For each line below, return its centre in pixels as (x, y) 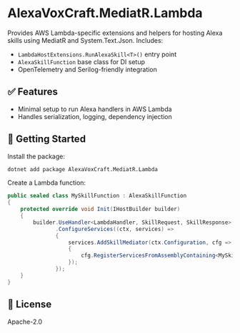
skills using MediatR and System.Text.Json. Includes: (85, 40)
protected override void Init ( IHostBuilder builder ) (100, 209)
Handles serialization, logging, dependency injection (95, 116)
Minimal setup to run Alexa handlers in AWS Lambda (95, 109)
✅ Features (33, 92)
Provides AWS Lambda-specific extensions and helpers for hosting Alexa (115, 33)
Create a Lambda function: (47, 183)
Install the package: (36, 156)
